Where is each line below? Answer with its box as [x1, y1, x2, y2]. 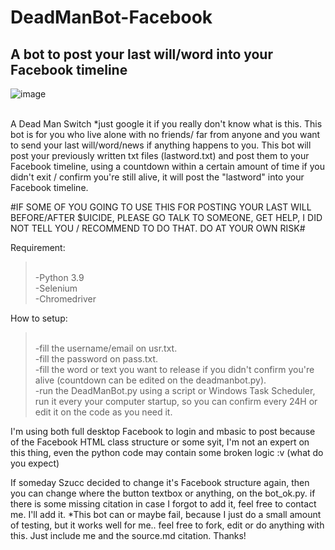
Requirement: [10, 242, 66, 253]
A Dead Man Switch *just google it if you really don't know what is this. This [10, 118, 323, 130]
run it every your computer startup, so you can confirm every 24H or [34, 396, 318, 407]
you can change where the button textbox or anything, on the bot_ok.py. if [10, 487, 316, 499]
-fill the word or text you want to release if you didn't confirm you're [34, 364, 315, 375]
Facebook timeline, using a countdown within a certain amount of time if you [10, 161, 326, 172]
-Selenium [34, 282, 78, 294]
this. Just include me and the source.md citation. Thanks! [10, 530, 247, 541]
